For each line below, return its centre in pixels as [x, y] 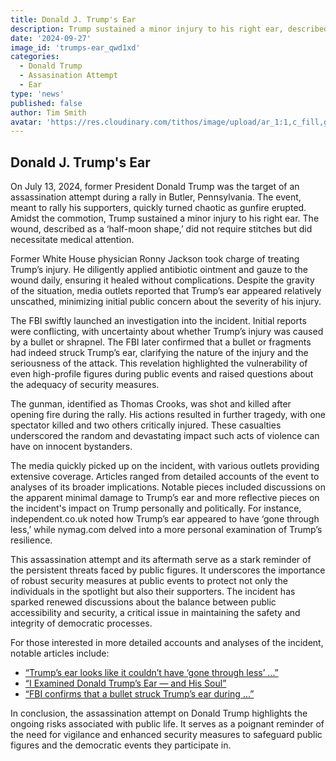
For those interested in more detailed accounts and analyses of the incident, [167, 643]
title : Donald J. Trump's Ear [73, 19]
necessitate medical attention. [72, 240]
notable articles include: [60, 653]
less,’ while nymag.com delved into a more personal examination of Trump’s [166, 530]
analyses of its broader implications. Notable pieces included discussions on [168, 487]
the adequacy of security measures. [85, 385]
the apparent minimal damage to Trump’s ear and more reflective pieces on [165, 498]
